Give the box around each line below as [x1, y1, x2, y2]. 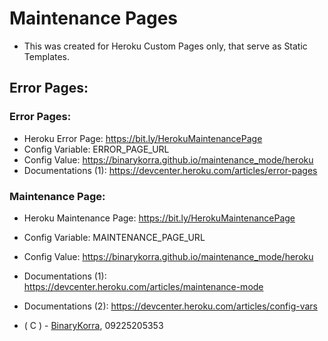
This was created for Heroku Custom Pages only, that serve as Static [23, 40, 308, 52]
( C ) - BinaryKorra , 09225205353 [23, 319, 164, 331]
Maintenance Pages [9, 7, 179, 30]
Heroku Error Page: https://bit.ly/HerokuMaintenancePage [23, 132, 263, 144]
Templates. [23, 50, 71, 62]
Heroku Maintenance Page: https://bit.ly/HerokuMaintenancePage [23, 212, 296, 224]
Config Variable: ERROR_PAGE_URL [23, 143, 170, 155]
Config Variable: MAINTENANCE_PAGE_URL [23, 231, 206, 243]
